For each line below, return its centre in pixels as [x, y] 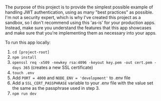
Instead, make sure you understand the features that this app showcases [78, 28]
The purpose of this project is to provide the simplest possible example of [79, 7]
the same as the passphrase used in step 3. [56, 88]
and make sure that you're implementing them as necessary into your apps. [81, 33]
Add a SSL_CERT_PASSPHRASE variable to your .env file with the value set [83, 83]
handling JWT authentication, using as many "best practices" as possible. [79, 12]
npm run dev [24, 94]
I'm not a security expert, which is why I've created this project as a [73, 17]
